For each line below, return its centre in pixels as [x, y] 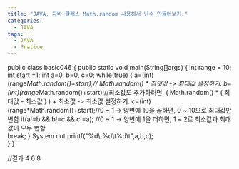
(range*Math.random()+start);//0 [56, 110]
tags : [15, 34]
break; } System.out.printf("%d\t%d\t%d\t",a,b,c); [80, 136]
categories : [25, 21]
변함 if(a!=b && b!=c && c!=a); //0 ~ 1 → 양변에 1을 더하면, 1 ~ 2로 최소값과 [113, 119]
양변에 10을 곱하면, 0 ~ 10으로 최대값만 [178, 110]
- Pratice [28, 47]
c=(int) [141, 101]
